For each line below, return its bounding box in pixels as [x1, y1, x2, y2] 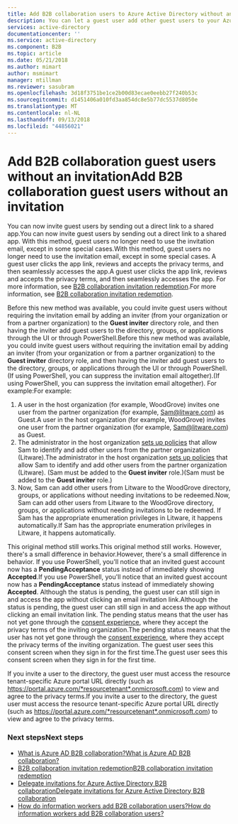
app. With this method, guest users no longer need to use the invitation [7, 237, 215, 246]
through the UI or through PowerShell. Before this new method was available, [7, 334, 231, 342]
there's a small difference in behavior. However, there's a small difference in [7, 550, 227, 558]
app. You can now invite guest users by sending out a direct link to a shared [7, 229, 227, 238]
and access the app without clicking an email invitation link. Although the [7, 595, 218, 604]
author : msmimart [7, 70, 59, 77]
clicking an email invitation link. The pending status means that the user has [7, 610, 229, 619]
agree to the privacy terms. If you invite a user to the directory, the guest [7, 692, 217, 700]
